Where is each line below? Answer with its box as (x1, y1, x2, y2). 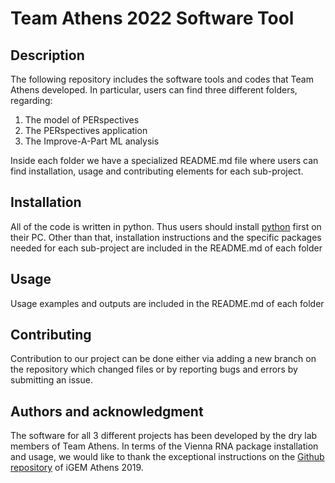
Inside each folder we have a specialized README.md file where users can (10, 155, 319, 166)
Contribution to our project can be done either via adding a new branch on (10, 353, 317, 365)
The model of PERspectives (24, 114, 140, 126)
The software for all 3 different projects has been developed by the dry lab (10, 430, 318, 442)
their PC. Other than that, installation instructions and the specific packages (10, 231, 322, 243)
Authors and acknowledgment (10, 403, 204, 420)
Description (10, 47, 85, 64)
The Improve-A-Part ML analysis (24, 135, 160, 147)
